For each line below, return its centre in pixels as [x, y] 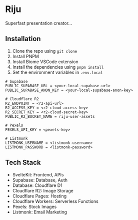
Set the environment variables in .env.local [57, 72]
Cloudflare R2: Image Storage [43, 190]
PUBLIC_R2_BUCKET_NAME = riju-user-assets [50, 116]
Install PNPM [25, 56]
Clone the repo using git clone [45, 51]
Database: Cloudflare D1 [37, 185]
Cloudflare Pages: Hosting [39, 196]
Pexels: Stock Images [34, 206]
